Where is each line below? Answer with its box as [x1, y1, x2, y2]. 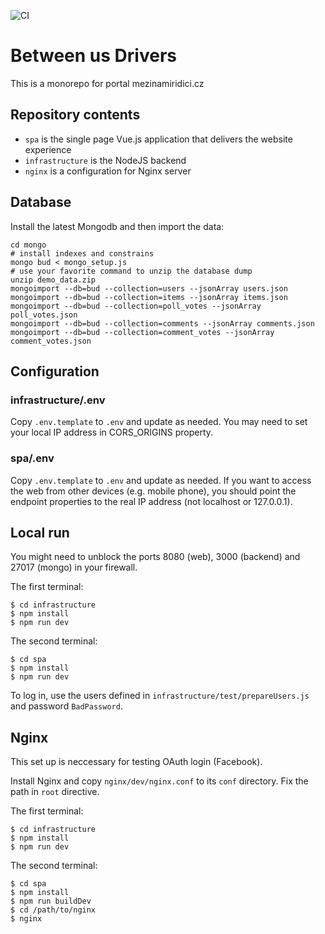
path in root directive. [10, 786, 100, 798]
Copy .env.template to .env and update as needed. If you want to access [10, 474, 312, 486]
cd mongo [10, 240, 47, 250]
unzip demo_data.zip [10, 275, 97, 285]
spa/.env [10, 451, 55, 465]
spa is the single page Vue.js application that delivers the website [24, 133, 293, 145]
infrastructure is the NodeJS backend [24, 154, 187, 166]
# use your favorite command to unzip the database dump [10, 266, 253, 276]
